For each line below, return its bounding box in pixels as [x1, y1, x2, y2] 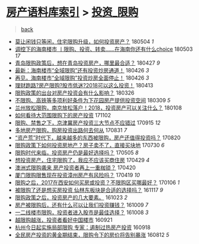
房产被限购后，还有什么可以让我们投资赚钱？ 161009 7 [14, 201, 149, 208]
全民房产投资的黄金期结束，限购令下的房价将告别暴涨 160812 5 [14, 231, 170, 238]
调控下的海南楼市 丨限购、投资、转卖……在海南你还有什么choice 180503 [14, 45, 193, 53]
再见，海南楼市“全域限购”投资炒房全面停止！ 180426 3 [14, 74, 149, 81]
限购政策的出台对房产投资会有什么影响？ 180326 [14, 89, 134, 96]
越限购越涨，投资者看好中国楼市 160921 [14, 216, 112, 223]
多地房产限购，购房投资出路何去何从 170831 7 [14, 126, 127, 133]
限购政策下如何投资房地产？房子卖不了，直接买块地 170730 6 [14, 141, 165, 148]
